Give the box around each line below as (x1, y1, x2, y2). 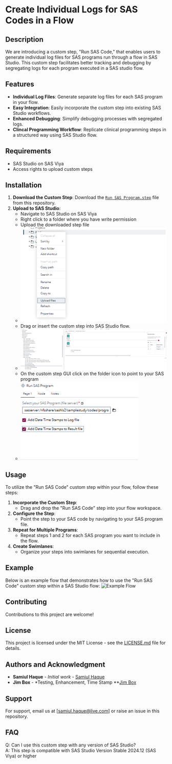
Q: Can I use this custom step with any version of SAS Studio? (5, 742, 136, 748)
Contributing (5, 598, 47, 607)
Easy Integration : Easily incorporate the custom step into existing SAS (12, 104, 161, 111)
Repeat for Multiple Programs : (12, 526, 78, 533)
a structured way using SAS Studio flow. (12, 132, 98, 138)
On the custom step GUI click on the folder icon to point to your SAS (20, 370, 164, 377)
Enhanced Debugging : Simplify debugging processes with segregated (12, 115, 162, 121)
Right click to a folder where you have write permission (20, 216, 137, 222)
